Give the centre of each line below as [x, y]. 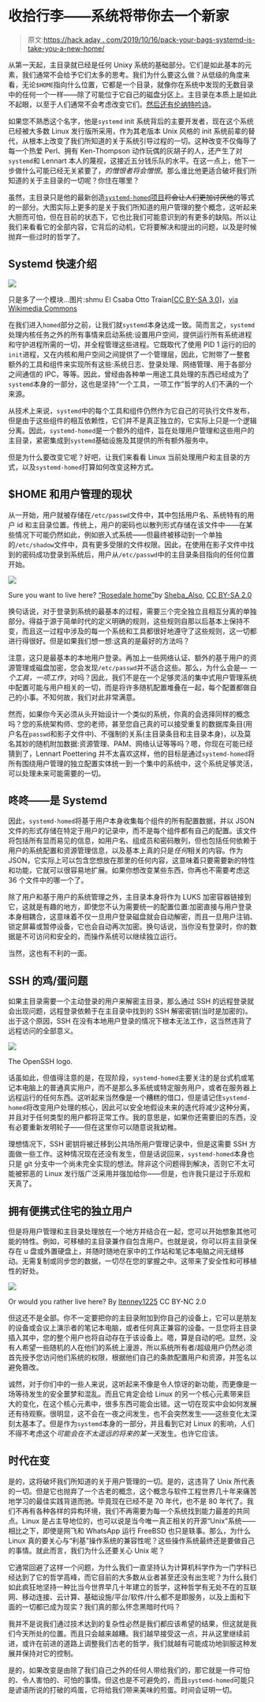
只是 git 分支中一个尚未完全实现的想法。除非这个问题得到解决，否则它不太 [128, 1164]
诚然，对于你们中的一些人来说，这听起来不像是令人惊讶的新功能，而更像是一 [132, 1384]
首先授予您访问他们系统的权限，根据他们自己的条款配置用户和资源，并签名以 [132, 1357]
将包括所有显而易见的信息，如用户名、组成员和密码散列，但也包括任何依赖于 [132, 841]
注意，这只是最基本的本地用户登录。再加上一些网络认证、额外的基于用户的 [129, 658]
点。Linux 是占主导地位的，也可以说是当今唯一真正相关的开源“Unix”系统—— [132, 1521]
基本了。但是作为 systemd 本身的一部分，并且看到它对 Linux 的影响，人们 [138, 1423]
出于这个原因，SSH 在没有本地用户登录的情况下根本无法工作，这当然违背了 [130, 1021]
